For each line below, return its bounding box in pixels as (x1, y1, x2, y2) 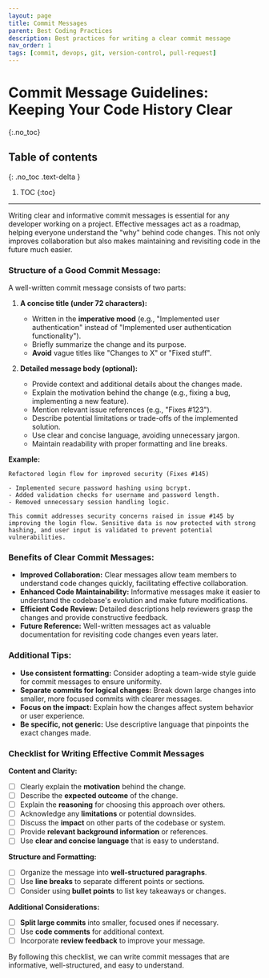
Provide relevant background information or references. (19, 827, 208, 837)
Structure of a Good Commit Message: (8, 264, 162, 275)
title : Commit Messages (8, 19, 88, 27)
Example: (8, 454, 41, 464)
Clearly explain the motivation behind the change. (19, 781, 187, 791)
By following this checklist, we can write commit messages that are (8, 952, 230, 961)
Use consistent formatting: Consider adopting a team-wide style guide (19, 668, 256, 678)
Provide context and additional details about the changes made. (31, 379, 243, 389)
